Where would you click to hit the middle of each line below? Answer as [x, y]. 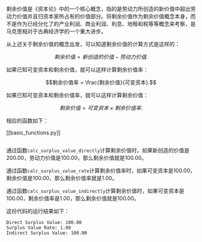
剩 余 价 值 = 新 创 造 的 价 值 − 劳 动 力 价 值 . [101, 57]
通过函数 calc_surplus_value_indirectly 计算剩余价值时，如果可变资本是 [95, 191]
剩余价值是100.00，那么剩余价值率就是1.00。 [62, 178]
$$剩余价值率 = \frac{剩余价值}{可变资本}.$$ [101, 82]
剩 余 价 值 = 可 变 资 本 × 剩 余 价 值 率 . [101, 108]
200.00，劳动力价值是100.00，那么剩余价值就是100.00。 [77, 158]
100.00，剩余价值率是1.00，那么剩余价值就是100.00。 [73, 198]
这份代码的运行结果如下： [38, 211]
